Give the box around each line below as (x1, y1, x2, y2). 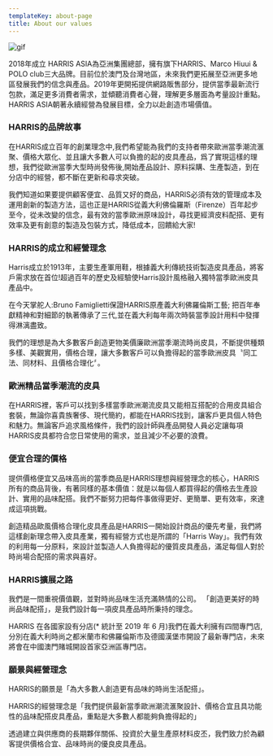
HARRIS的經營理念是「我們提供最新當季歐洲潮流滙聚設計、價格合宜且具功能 (8, 701, 262, 711)
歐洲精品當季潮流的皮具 (8, 380, 100, 391)
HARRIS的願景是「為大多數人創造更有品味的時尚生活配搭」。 (8, 684, 209, 694)
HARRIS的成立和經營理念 (8, 242, 107, 253)
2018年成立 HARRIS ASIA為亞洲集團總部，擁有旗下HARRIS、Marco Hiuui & (8, 59, 258, 68)
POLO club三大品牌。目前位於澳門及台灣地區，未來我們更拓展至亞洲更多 (8, 68, 251, 78)
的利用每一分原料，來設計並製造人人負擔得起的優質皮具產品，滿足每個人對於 (8, 541, 265, 551)
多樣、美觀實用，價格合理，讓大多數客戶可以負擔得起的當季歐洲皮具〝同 (8, 347, 250, 358)
